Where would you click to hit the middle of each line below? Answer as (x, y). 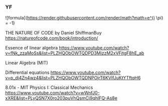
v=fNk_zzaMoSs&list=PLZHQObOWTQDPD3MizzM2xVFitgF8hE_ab (75, 53)
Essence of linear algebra (32, 48)
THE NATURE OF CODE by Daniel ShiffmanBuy (53, 33)
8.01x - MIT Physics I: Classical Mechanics (49, 87)
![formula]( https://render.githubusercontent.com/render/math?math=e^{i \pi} (84, 18)
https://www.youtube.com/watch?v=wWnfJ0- (52, 93)
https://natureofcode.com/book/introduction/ (52, 38)
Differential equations (27, 72)
